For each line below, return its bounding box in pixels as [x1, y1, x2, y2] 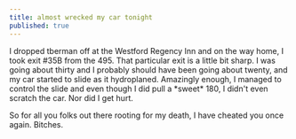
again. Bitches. [9, 119, 64, 129]
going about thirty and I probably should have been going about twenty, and [9, 64, 288, 75]
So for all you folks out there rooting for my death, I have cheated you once [9, 110, 284, 120]
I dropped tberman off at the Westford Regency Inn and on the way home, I [9, 45, 284, 56]
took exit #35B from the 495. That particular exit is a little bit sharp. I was [9, 55, 276, 66]
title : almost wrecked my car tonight [9, 12, 153, 22]
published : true [9, 21, 69, 30]
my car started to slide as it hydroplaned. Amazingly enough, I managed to [9, 73, 282, 84]
